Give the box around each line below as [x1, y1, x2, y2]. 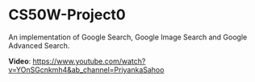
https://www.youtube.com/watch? [31, 56, 146, 66]
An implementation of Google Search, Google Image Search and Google [8, 32, 248, 42]
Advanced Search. [8, 40, 70, 50]
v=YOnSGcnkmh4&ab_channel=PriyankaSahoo [8, 64, 165, 74]
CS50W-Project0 [8, 6, 127, 24]
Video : [8, 56, 31, 66]
